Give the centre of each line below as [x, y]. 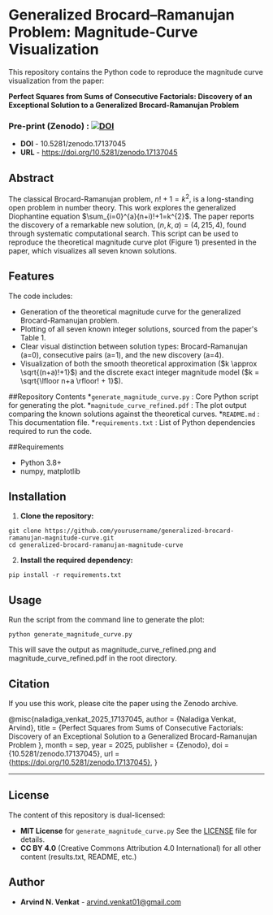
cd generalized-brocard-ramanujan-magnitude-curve [96, 545]
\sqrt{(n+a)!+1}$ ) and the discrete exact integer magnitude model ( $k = [140, 372]
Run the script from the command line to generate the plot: [106, 620]
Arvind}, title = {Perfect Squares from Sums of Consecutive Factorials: [126, 727]
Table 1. [33, 337]
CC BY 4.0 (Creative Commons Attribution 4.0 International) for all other [141, 848]
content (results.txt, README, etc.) [78, 856]
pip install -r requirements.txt [65, 575]
